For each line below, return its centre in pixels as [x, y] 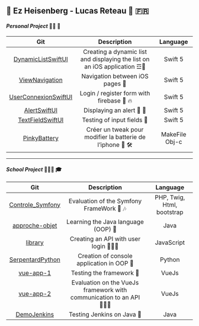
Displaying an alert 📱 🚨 [115, 110]
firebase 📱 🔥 [115, 100]
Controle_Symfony [35, 204]
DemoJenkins [35, 314]
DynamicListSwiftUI [41, 59]
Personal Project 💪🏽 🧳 [33, 26]
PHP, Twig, [170, 197]
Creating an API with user [105, 239]
